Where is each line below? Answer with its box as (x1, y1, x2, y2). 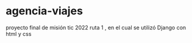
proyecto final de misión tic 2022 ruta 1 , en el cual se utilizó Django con (5, 24, 187, 31)
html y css (5, 30, 32, 37)
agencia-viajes (5, 4, 84, 18)
